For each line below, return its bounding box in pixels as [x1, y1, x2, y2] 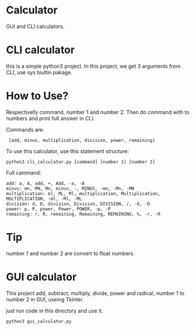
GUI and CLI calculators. [6, 23, 65, 30]
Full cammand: [6, 169, 42, 176]
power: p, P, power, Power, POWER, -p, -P [6, 206, 111, 212]
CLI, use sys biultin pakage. [6, 68, 73, 76]
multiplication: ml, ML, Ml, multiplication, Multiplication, [6, 190, 161, 196]
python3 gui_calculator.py [6, 318, 72, 324]
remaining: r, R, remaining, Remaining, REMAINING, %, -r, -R [6, 211, 161, 217]
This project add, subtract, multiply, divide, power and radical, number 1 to [6, 290, 185, 297]
